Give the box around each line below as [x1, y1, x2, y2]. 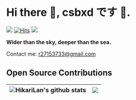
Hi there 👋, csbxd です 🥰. [6, 5, 131, 19]
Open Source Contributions [6, 68, 112, 78]
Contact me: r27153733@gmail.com [6, 50, 96, 58]
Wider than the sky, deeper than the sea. [6, 38, 111, 45]
